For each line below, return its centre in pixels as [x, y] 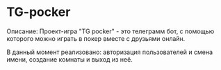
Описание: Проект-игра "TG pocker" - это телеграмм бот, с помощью [110, 31]
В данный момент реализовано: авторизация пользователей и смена [110, 52]
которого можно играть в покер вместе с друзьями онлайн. [96, 38]
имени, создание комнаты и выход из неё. [69, 59]
